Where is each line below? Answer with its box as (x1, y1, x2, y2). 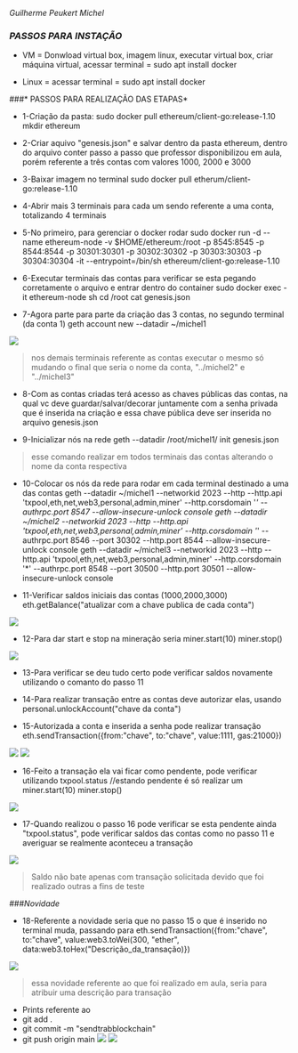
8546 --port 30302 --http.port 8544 (69, 535, 204, 546)
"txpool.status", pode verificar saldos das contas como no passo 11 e (21, 828, 275, 839)
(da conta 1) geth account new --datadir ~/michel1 (21, 319, 206, 329)
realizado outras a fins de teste (30, 881, 145, 892)
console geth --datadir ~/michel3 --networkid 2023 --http (48, 545, 262, 555)
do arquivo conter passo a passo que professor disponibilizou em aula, (21, 147, 283, 158)
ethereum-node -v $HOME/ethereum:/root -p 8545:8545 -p (44, 237, 265, 247)
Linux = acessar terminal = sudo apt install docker (21, 77, 206, 87)
